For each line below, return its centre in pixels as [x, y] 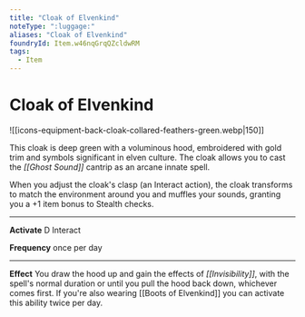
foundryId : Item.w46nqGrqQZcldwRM [75, 43]
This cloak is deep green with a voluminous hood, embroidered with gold [146, 147]
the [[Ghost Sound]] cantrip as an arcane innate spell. [110, 167]
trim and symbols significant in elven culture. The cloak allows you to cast [148, 157]
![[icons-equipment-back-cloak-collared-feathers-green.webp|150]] [137, 130]
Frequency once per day [56, 247]
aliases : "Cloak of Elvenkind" [69, 35]
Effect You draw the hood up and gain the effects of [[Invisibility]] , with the [149, 273]
